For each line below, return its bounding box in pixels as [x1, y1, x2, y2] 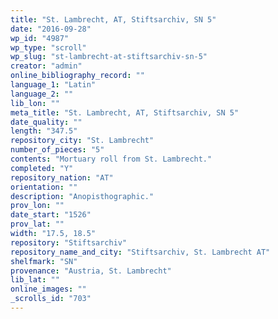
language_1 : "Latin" [10, 80, 97, 90]
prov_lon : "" [10, 201, 65, 211]
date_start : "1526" [10, 210, 92, 220]
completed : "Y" [10, 163, 74, 173]
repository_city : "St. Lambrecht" [10, 136, 155, 146]
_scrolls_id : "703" [10, 294, 92, 304]
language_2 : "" [10, 89, 74, 99]
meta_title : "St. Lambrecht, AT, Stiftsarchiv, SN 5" [10, 107, 240, 118]
